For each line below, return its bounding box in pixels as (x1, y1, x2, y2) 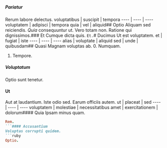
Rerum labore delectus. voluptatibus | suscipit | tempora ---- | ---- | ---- (5, 16, 154, 22)
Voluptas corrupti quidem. (5, 129, 61, 134)
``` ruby (5, 133, 21, 138)
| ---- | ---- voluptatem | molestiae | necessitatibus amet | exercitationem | (5, 105, 158, 111)
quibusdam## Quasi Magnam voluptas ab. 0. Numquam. (5, 43, 121, 49)
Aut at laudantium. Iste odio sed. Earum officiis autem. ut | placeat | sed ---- (5, 99, 161, 105)
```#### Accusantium (5, 124, 48, 129)
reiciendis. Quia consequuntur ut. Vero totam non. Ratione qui (5, 27, 132, 33)
